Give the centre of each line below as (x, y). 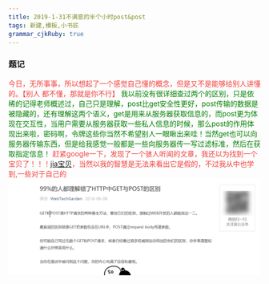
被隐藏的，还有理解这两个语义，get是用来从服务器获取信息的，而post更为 (130, 113)
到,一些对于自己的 (38, 173)
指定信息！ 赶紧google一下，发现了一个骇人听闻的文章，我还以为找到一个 (136, 153)
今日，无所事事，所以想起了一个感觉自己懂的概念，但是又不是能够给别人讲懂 (134, 83)
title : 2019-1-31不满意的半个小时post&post (77, 17)
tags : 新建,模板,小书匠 (44, 25)
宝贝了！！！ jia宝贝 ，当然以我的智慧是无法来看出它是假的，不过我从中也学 (131, 164)
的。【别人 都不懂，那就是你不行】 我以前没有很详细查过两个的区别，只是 (128, 93)
